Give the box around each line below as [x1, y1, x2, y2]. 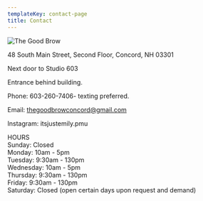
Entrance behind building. [7, 77, 83, 86]
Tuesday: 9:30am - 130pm [7, 156, 85, 164]
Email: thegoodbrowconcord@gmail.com [7, 105, 127, 114]
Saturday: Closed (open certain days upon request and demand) [7, 185, 197, 194]
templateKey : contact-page [7, 10, 88, 18]
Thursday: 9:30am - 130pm [7, 170, 88, 179]
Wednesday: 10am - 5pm [7, 163, 80, 171]
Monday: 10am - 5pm [7, 148, 70, 156]
